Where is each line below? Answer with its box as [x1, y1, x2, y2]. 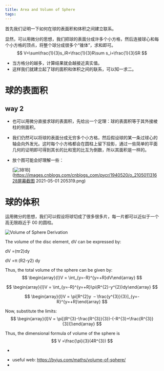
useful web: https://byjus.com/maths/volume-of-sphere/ [12, 357, 126, 363]
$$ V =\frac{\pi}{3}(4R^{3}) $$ [51, 338, 113, 344]
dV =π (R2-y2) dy [5, 258, 41, 263]
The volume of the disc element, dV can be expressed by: [5, 239, 122, 245]
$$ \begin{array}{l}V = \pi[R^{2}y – [24, 294, 96, 299]
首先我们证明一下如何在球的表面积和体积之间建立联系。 [5, 25, 116, 32]
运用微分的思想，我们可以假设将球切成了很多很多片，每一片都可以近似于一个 [5, 214, 159, 220]
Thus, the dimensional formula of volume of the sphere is [5, 331, 120, 336]
